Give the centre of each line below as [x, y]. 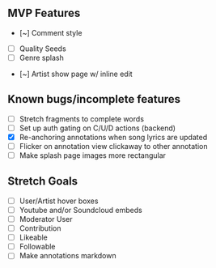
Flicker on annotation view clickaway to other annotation [113, 146]
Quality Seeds [42, 49]
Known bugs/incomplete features [94, 99]
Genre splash [41, 57]
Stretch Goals [43, 181]
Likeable [33, 237]
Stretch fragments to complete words [82, 119]
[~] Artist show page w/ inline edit [76, 74]
